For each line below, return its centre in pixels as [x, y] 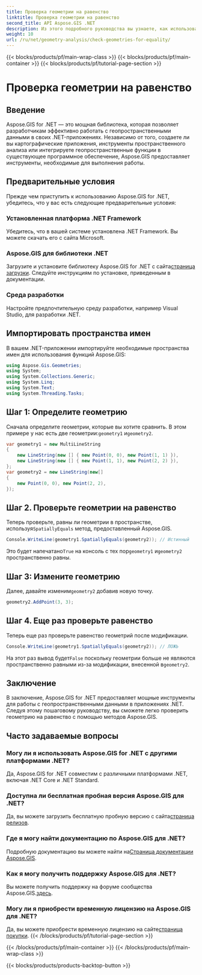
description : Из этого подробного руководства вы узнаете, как [87, 29]
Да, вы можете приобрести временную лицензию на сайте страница [95, 929]
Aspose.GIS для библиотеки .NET [57, 254]
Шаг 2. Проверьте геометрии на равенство [91, 508]
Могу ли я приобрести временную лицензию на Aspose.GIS [99, 909]
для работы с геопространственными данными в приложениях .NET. [95, 704]
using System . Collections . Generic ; [51, 377]
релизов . [18, 823]
